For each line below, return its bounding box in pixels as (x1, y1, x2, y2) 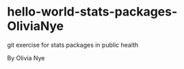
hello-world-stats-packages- (7, 4, 178, 20)
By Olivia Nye (7, 53, 45, 62)
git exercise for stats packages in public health (7, 41, 139, 49)
